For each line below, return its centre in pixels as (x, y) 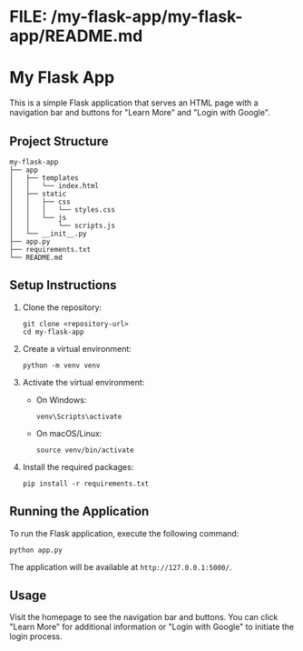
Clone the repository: (62, 307)
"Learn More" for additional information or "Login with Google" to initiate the (152, 627)
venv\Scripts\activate (79, 416)
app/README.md (76, 36)
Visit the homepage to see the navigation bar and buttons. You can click (144, 617)
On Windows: (61, 400)
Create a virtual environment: (77, 348)
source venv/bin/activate (85, 450)
